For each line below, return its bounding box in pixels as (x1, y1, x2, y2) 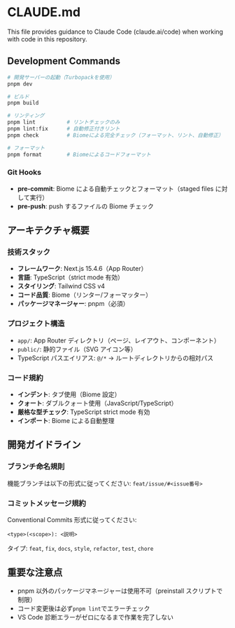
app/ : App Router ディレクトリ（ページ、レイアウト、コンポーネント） (17, 336, 220, 345)
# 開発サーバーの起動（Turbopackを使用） (7, 74, 115, 81)
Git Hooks (7, 168, 42, 178)
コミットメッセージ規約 (7, 498, 86, 508)
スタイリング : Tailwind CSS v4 (17, 282, 106, 290)
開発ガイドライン (7, 439, 81, 451)
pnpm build (7, 100, 39, 107)
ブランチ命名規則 (7, 462, 65, 472)
